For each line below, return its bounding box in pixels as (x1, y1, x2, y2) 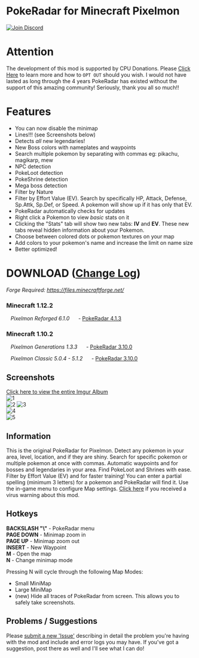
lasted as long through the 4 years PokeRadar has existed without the (6, 77, 177, 84)
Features (6, 105, 51, 119)
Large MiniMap (14, 586, 53, 593)
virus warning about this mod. (6, 491, 79, 498)
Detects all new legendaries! (14, 137, 85, 144)
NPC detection (14, 163, 51, 170)
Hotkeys (6, 509, 38, 519)
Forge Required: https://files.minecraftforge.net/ (6, 286, 124, 293)
